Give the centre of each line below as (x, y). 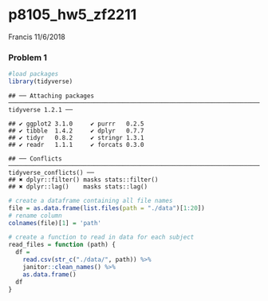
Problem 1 (28, 57)
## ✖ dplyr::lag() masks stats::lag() (78, 186)
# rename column (35, 216)
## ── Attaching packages (51, 96)
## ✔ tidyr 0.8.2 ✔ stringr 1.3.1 (77, 137)
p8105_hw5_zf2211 (73, 15)
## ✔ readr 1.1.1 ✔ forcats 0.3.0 (77, 145)
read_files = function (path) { (62, 245)
